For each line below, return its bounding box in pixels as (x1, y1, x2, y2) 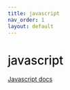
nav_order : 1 (7, 16, 45, 23)
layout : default (7, 23, 54, 30)
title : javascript (7, 10, 60, 17)
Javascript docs (7, 75, 53, 83)
